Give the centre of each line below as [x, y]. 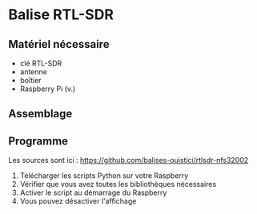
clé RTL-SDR [41, 63]
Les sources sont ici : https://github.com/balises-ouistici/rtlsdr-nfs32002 [128, 160]
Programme [38, 141]
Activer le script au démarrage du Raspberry [93, 192]
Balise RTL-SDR [61, 15]
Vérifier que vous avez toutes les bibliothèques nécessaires [118, 184]
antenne [34, 72]
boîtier [30, 80]
